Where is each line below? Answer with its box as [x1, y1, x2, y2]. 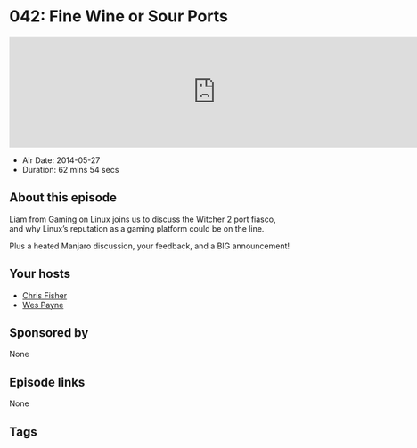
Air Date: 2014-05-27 [21, 154, 101, 166]
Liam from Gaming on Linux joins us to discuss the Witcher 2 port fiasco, [9, 214, 276, 224]
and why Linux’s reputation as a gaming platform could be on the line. [9, 223, 265, 233]
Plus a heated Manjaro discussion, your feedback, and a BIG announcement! [9, 240, 290, 251]
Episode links [9, 374, 86, 389]
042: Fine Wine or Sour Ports [9, 6, 229, 27]
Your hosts [9, 266, 71, 281]
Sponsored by [9, 325, 89, 340]
